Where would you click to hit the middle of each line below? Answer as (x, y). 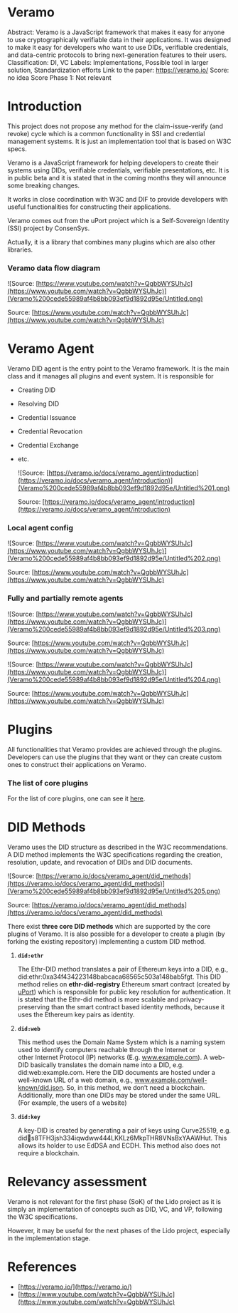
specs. (17, 149)
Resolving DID (38, 404)
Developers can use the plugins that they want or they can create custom (115, 757)
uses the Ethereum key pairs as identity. (76, 1014)
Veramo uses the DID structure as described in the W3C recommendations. (118, 847)
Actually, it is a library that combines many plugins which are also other (112, 242)
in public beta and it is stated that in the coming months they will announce (117, 177)
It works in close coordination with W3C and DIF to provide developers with (118, 199)
